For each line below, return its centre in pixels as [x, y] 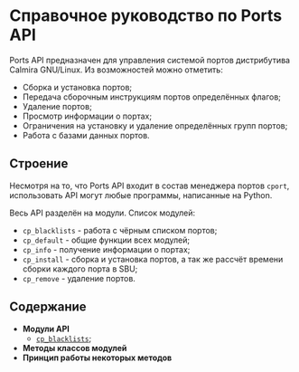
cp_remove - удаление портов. [79, 278]
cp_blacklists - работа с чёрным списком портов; [120, 230]
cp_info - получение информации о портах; [106, 249]
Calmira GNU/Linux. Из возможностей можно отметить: [116, 70]
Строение [39, 164]
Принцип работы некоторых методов [97, 358]
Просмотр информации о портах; [87, 116]
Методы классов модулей [75, 348]
